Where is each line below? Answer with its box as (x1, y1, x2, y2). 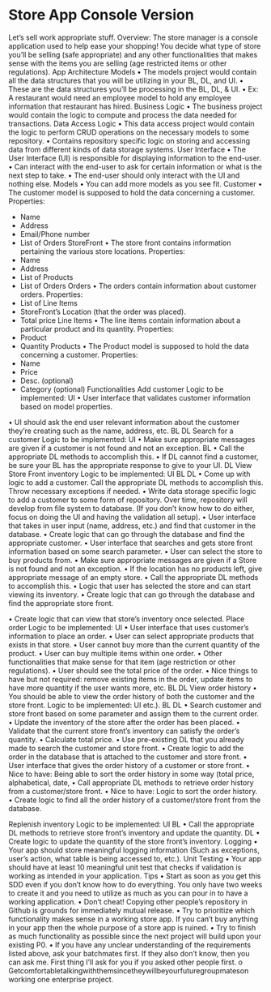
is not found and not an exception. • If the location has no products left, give (8, 564, 263, 573)
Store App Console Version (8, 6, 194, 24)
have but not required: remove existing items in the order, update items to (8, 674, 253, 684)
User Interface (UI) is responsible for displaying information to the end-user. (8, 152, 261, 163)
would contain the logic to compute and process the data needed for (8, 110, 237, 119)
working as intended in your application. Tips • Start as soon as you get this (8, 870, 261, 881)
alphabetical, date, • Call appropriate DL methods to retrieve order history (8, 777, 254, 788)
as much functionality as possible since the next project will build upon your (8, 931, 261, 941)
